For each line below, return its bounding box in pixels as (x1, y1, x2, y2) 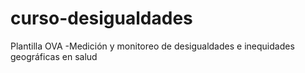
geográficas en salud (10, 50, 98, 62)
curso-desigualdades (10, 7, 193, 30)
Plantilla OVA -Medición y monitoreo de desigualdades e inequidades (10, 40, 295, 52)
